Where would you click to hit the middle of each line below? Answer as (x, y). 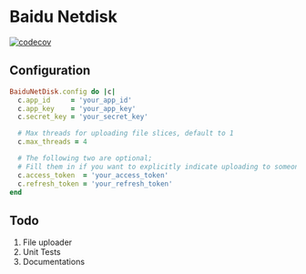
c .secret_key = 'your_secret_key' (83, 117)
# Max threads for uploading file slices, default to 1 (126, 134)
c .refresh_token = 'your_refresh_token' (95, 184)
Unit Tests (41, 252)
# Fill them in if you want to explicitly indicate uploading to (144, 167)
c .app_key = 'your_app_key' (77, 108)
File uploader (47, 242)
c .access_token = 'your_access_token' (93, 175)
